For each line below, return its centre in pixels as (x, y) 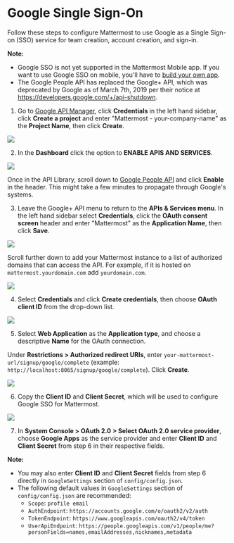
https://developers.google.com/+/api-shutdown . (87, 97)
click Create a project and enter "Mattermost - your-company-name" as (122, 118)
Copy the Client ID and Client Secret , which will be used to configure (118, 397)
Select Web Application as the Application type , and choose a (109, 333)
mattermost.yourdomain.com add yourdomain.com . (77, 272)
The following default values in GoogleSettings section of (100, 488)
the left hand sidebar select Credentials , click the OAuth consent (112, 216)
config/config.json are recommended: (74, 495)
